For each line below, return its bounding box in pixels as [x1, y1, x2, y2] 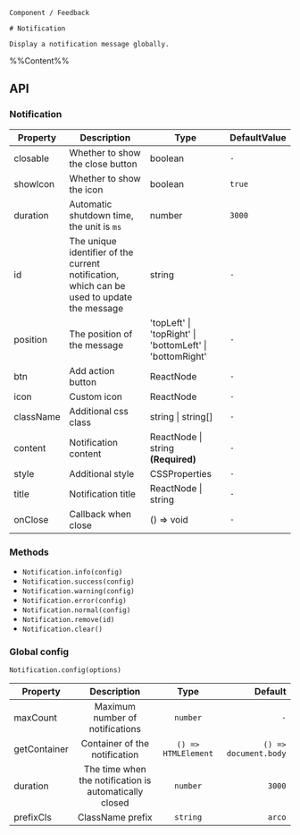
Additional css [69, 405, 129, 417]
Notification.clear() [21, 625, 103, 634]
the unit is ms [69, 220, 122, 233]
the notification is [79, 774, 152, 787]
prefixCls [13, 811, 52, 823]
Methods [9, 546, 49, 558]
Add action [69, 364, 115, 377]
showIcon [13, 177, 55, 190]
